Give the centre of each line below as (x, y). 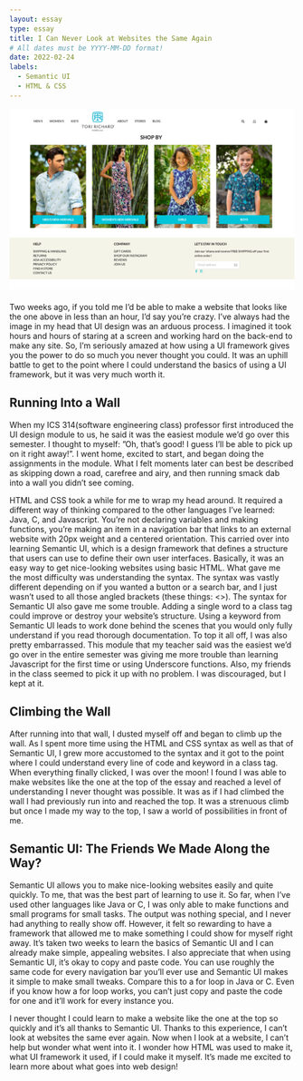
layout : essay (36, 19)
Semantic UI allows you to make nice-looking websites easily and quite (142, 885)
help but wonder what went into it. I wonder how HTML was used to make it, (151, 1047)
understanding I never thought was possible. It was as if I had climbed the (147, 791)
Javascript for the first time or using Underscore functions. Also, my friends (150, 664)
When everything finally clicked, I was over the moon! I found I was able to (148, 772)
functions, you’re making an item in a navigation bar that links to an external (150, 529)
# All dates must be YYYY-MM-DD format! (87, 48)
